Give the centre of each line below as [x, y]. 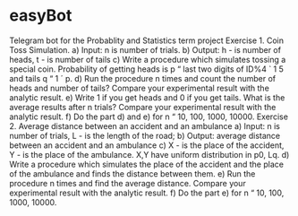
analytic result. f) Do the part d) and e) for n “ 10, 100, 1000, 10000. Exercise [149, 117]
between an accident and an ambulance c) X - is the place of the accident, [147, 145]
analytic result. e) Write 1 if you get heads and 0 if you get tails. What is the [147, 97]
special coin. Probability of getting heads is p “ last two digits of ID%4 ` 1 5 [147, 69]
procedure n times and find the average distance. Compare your [128, 183]
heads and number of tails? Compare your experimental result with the [140, 88]
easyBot [41, 16]
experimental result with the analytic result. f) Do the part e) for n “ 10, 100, [147, 193]
